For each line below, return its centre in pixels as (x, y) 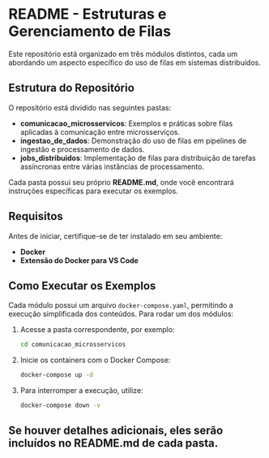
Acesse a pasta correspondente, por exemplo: (98, 330)
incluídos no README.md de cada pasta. (113, 443)
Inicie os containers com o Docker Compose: (95, 360)
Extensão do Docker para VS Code (79, 260)
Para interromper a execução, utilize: (81, 391)
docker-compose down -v (60, 406)
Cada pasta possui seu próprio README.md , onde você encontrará (122, 182)
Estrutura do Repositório (72, 88)
